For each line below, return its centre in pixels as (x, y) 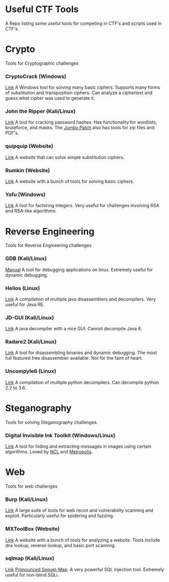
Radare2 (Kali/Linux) (31, 342)
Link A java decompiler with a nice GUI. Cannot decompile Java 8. (74, 329)
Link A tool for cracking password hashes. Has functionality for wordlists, (81, 122)
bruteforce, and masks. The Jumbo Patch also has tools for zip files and (80, 128)
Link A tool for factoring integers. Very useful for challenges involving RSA (82, 206)
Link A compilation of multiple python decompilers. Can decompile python (82, 382)
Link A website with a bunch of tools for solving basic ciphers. (70, 181)
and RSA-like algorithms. (31, 211)
